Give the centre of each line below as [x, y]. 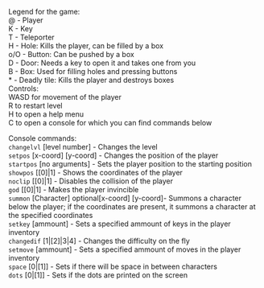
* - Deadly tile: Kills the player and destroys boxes [91, 80]
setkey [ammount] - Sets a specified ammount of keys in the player [120, 224]
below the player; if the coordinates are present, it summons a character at [132, 207]
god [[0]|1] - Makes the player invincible [74, 189]
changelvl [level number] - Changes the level [83, 147]
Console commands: [43, 138]
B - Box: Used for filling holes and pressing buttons [93, 71]
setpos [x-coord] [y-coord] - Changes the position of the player [113, 155]
